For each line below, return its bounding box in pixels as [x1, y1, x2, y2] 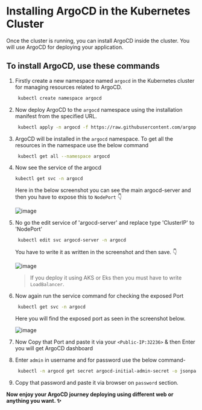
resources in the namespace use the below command [14, 141, 149, 149]
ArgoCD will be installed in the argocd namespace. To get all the [14, 135, 174, 143]
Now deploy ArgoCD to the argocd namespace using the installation [14, 106, 183, 113]
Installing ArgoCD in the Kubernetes [6, 4, 191, 18]
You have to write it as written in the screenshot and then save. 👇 [14, 249, 177, 256]
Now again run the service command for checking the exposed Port [14, 292, 184, 299]
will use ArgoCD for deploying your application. [6, 43, 124, 51]
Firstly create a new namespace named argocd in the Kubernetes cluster [14, 77, 195, 84]
